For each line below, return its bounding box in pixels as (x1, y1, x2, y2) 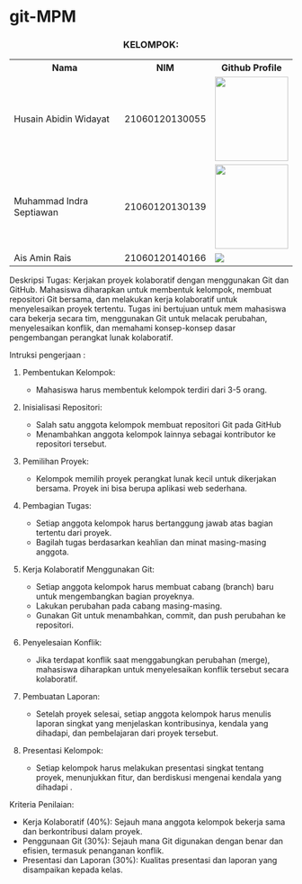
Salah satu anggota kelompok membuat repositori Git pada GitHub (35, 419, 281, 430)
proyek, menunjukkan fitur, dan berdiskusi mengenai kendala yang (35, 772, 282, 783)
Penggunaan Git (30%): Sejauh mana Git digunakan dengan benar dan (22, 835, 284, 847)
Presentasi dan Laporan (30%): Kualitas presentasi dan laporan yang (22, 855, 278, 866)
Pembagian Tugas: (22, 501, 92, 511)
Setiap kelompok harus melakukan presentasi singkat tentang (35, 762, 264, 773)
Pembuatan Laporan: (22, 691, 101, 702)
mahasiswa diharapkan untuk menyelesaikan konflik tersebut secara (35, 664, 289, 675)
